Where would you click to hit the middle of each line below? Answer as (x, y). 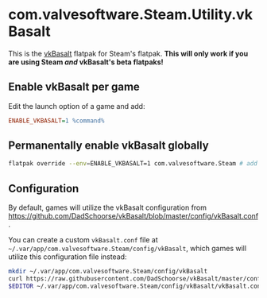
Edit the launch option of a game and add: (77, 106)
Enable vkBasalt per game (74, 87)
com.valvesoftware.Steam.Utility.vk (130, 15)
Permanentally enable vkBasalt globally (108, 146)
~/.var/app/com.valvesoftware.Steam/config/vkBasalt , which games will (128, 249)
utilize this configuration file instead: (68, 257)
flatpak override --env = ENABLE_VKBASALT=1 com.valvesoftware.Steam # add (133, 164)
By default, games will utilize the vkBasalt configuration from (108, 207)
